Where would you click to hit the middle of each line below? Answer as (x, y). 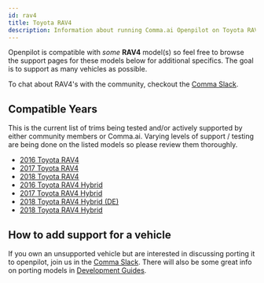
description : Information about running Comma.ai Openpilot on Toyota (126, 30)
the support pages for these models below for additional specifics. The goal (131, 61)
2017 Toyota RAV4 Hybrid (61, 193)
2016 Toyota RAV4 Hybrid (61, 185)
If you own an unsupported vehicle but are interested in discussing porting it (132, 254)
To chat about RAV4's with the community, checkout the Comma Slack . (123, 84)
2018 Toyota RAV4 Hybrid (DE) (69, 202)
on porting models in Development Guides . (77, 270)
